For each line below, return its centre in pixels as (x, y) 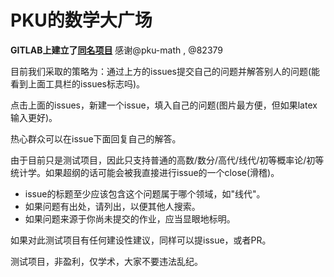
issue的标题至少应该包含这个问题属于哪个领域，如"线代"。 (145, 193)
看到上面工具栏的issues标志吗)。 (78, 83)
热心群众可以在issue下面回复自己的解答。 (96, 138)
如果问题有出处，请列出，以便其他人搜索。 (112, 206)
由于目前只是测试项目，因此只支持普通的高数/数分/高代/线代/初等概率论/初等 (167, 160)
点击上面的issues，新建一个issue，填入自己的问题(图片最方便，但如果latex (164, 105)
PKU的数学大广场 (81, 20)
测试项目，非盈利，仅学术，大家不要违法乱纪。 (106, 261)
